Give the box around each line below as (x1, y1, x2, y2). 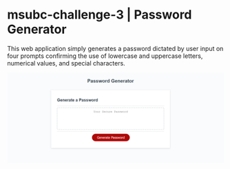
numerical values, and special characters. (7, 59, 125, 67)
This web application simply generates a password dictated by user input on (7, 44, 224, 52)
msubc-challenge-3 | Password (7, 7, 192, 23)
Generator (7, 21, 67, 37)
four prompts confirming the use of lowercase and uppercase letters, (7, 52, 203, 60)
